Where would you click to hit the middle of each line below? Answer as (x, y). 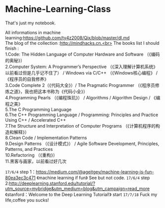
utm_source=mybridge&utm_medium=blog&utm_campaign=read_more (78, 188)
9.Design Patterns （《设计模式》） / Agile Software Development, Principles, (82, 143)
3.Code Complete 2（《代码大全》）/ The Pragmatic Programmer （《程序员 (80, 85)
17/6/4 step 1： (21, 172)
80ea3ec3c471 (20, 178)
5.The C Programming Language (38, 109)
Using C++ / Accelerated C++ (36, 120)
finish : (12, 48)
